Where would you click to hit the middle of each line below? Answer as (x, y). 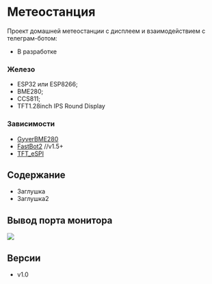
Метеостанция (51, 12)
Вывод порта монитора (60, 220)
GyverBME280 (38, 139)
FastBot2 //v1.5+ (40, 146)
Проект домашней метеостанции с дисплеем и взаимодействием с (106, 31)
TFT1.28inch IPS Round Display (61, 106)
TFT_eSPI (30, 153)
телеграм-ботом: (32, 38)
